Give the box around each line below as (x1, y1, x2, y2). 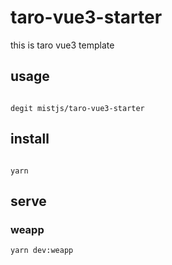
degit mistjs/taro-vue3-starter (10, 103, 145, 113)
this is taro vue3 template (10, 39, 115, 51)
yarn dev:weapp (10, 246, 74, 256)
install (10, 131, 50, 148)
